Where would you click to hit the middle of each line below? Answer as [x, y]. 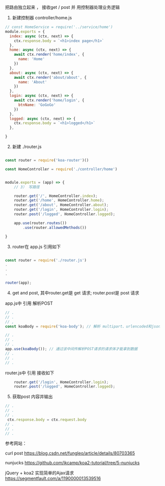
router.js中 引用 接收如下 [30, 373]
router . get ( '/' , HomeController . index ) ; [56, 196]
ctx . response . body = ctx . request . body [47, 420]
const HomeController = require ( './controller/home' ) [61, 169]
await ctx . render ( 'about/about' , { [50, 77]
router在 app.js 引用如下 [37, 246]
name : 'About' [33, 82]
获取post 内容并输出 [32, 397]
